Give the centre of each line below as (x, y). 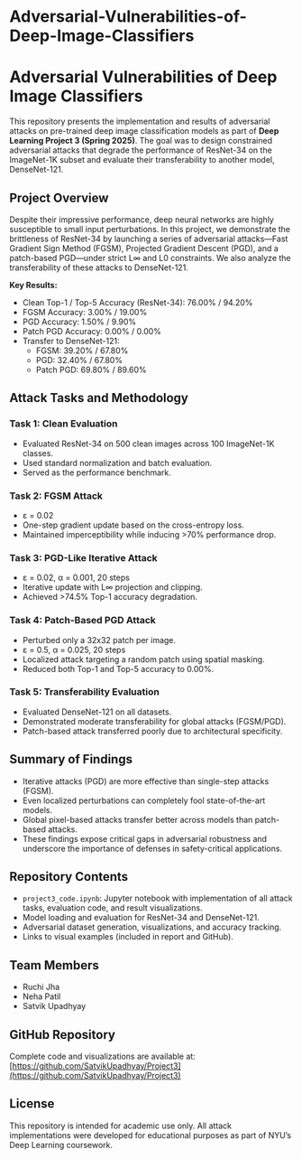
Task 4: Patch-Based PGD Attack (82, 621)
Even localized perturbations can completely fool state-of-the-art (144, 800)
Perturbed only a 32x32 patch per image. (99, 640)
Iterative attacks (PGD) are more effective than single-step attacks (146, 781)
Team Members (54, 965)
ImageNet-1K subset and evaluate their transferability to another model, (142, 160)
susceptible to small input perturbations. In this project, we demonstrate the (150, 229)
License (32, 1104)
